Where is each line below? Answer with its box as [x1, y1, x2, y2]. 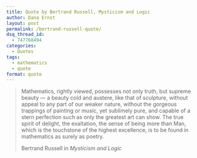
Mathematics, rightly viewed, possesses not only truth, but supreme [21, 88, 191, 95]
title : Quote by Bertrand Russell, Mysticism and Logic [6, 9, 150, 15]
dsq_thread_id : [6, 32, 45, 38]
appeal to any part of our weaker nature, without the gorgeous [21, 101, 177, 108]
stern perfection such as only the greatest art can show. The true [21, 114, 184, 121]
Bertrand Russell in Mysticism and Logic [21, 145, 122, 152]
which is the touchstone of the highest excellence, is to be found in [21, 126, 189, 134]
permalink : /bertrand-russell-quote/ [6, 26, 102, 32]
